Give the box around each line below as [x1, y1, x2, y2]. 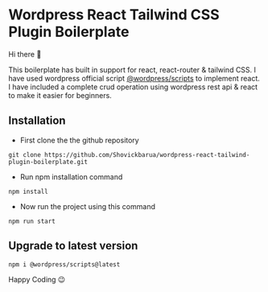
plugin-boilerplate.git [8, 158, 89, 166]
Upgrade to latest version [8, 239, 138, 253]
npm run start [8, 217, 56, 225]
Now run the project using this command [19, 201, 155, 211]
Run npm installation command [19, 171, 123, 182]
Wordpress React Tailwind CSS [8, 6, 220, 24]
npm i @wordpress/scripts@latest [8, 260, 121, 269]
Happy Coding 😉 [8, 274, 66, 284]
